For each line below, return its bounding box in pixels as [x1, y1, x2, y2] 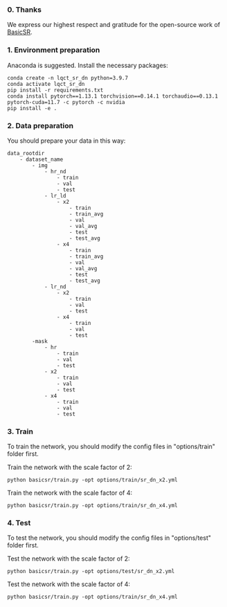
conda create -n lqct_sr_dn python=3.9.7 [7, 74, 129, 81]
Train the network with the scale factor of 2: [7, 463, 133, 472]
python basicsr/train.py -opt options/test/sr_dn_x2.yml [7, 568, 175, 575]
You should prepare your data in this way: [7, 137, 126, 145]
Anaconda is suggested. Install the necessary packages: [7, 61, 168, 69]
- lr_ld [44, 192, 67, 199]
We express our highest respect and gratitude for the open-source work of [7, 21, 221, 29]
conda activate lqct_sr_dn [7, 80, 85, 87]
